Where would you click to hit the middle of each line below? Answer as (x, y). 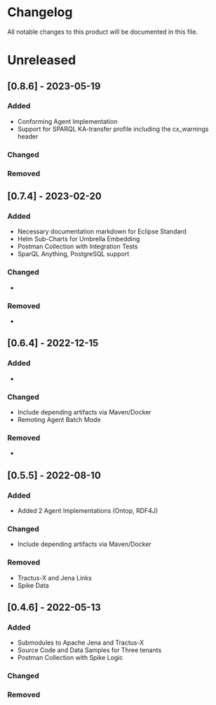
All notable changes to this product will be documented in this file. (103, 32)
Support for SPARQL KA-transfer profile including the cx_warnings (113, 129)
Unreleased (42, 60)
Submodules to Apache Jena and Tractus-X (81, 643)
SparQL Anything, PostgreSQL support (73, 254)
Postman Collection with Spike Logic (70, 658)
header (28, 136)
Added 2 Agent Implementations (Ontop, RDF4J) (88, 510)
